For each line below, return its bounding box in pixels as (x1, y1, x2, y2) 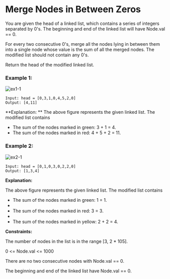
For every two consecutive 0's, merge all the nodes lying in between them (5, 41, 160, 47)
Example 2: (5, 142, 33, 149)
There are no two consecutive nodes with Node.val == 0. (5, 258, 124, 264)
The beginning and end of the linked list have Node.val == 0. (5, 268, 132, 274)
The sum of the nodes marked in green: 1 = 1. (12, 197, 108, 203)
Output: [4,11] (5, 100, 38, 105)
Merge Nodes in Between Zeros (5, 4, 141, 15)
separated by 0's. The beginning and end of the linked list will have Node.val (5, 25, 165, 32)
